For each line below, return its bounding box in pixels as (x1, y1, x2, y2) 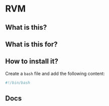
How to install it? (5, 57, 59, 66)
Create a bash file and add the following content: (5, 70, 105, 76)
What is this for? (5, 40, 58, 48)
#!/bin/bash (5, 80, 30, 85)
